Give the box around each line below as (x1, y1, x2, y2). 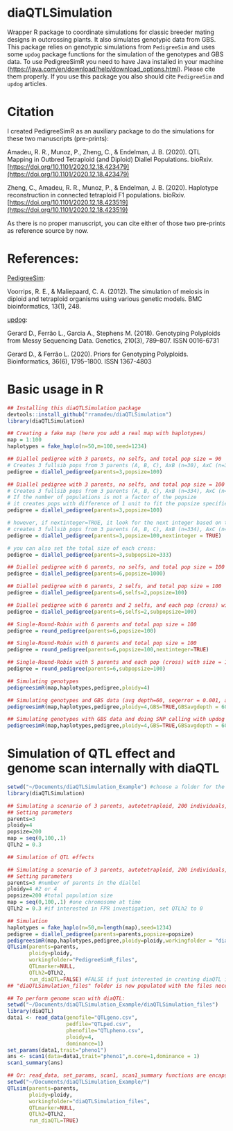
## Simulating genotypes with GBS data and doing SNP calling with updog (7, 716, 225, 723)
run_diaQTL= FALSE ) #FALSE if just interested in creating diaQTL (28, 975, 222, 983)
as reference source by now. (7, 226, 89, 234)
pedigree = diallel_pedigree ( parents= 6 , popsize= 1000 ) (7, 570, 166, 578)
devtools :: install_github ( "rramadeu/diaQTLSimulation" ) (7, 411, 172, 418)
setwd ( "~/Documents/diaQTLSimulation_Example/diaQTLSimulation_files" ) (7, 1001, 218, 1009)
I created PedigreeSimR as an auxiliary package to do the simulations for (7, 127, 215, 135)
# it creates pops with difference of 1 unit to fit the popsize (7, 501, 200, 507)
